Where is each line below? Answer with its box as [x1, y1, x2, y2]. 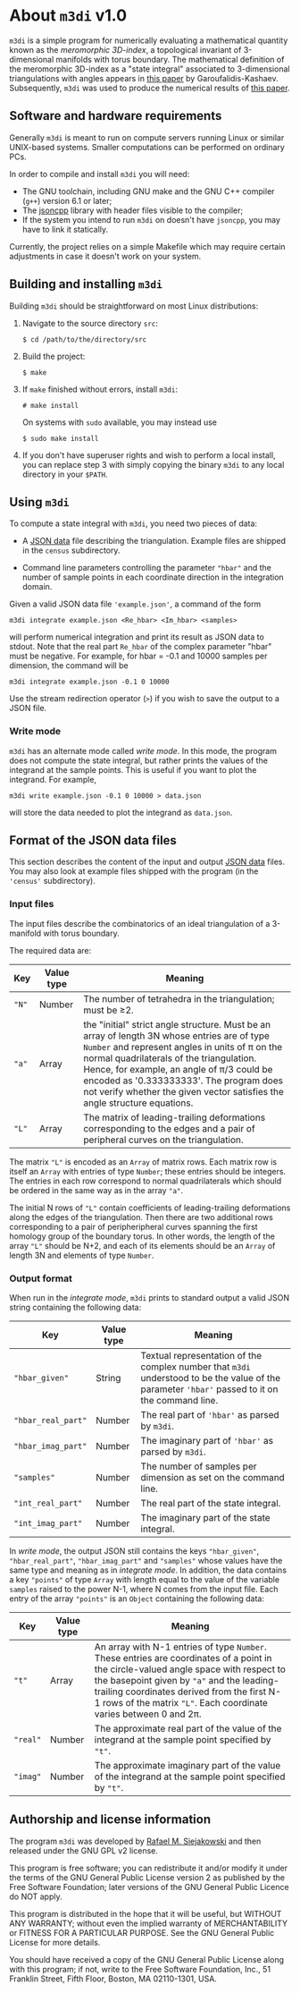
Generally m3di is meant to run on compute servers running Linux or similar [9, 131, 285, 143]
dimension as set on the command [140, 1471, 286, 1484]
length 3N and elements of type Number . [9, 1250, 154, 1260]
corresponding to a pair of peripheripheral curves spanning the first [9, 1221, 258, 1232]
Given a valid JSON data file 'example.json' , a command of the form [9, 598, 262, 609]
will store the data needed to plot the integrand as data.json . [9, 807, 233, 818]
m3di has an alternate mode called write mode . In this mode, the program [9, 745, 277, 756]
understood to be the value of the [140, 1372, 281, 1385]
